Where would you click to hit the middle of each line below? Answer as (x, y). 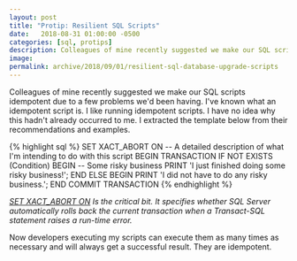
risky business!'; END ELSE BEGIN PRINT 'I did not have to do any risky (138, 174)
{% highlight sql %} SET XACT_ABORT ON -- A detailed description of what (147, 146)
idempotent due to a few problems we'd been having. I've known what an (143, 101)
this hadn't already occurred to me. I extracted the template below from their (148, 119)
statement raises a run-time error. (71, 220)
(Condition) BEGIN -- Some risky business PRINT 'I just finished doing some (147, 165)
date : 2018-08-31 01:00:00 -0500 (75, 34)
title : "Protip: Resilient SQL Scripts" (85, 26)
